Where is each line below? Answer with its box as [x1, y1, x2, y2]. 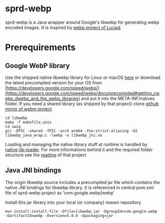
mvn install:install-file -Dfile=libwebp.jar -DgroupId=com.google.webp [5, 209, 158, 214]
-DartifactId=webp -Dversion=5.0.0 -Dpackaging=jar [5, 213, 113, 218]
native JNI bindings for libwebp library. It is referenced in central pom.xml [5, 185, 154, 190]
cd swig [5, 124, 21, 129]
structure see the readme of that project [5, 151, 87, 158]
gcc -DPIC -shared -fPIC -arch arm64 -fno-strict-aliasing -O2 [5, 128, 138, 133]
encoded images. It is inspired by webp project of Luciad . [5, 24, 122, 30]
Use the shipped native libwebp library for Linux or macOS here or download [5, 74, 161, 80]
